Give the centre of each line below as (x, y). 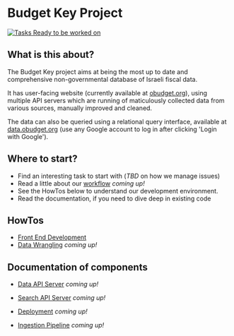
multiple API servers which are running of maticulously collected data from (116, 100)
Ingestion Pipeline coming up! (61, 325)
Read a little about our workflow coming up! (81, 183)
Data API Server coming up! (58, 284)
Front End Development (52, 237)
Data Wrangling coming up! (57, 245)
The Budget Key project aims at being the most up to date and (98, 71)
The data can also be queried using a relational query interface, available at (117, 121)
